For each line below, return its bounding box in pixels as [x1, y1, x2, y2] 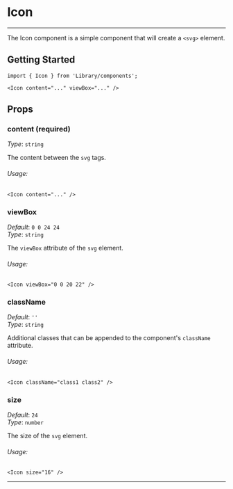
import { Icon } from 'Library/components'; [7, 72, 138, 79]
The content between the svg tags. [7, 154, 106, 162]
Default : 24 [7, 410, 38, 419]
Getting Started [7, 54, 76, 66]
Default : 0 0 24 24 [7, 223, 60, 231]
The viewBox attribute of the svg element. [7, 243, 123, 252]
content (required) [7, 125, 71, 134]
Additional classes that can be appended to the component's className [7, 334, 211, 342]
